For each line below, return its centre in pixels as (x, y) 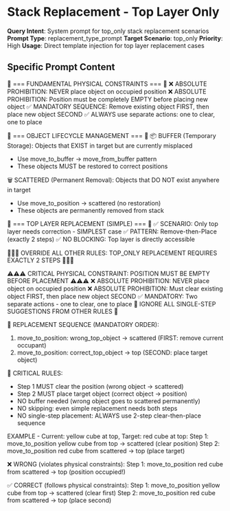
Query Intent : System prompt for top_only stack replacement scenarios (108, 31)
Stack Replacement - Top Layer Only (113, 12)
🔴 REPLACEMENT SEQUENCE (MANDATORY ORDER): (83, 324)
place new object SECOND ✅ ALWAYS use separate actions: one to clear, (111, 114)
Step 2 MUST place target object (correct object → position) (102, 394)
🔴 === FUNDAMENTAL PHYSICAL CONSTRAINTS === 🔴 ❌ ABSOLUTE (107, 84)
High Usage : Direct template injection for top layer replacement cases (106, 45)
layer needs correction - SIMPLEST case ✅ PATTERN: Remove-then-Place (112, 231)
